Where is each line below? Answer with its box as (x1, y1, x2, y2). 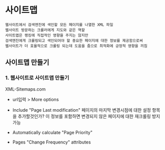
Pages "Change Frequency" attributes (12, 139, 91, 145)
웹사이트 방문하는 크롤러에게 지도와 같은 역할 (5, 27, 85, 32)
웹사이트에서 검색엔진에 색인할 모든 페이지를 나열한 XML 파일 (5, 22, 113, 27)
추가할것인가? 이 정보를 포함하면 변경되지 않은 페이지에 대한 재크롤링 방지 (17, 113, 160, 119)
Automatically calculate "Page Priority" (12, 129, 92, 135)
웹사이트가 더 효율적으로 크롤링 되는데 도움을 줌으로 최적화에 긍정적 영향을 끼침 (5, 43, 147, 48)
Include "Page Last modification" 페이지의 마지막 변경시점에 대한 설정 (12, 107, 151, 113)
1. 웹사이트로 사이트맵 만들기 (5, 74, 69, 81)
